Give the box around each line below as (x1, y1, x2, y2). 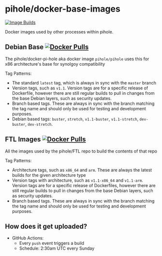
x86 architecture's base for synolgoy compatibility (5, 61, 105, 67)
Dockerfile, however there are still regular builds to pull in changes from (12, 90, 155, 96)
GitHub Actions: (12, 235, 44, 241)
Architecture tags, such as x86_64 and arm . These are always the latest (12, 167, 152, 173)
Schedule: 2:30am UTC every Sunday (19, 245, 95, 251)
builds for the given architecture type (12, 172, 86, 178)
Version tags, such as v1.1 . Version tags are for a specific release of (12, 85, 148, 91)
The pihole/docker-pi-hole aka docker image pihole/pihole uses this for (5, 56, 149, 62)
